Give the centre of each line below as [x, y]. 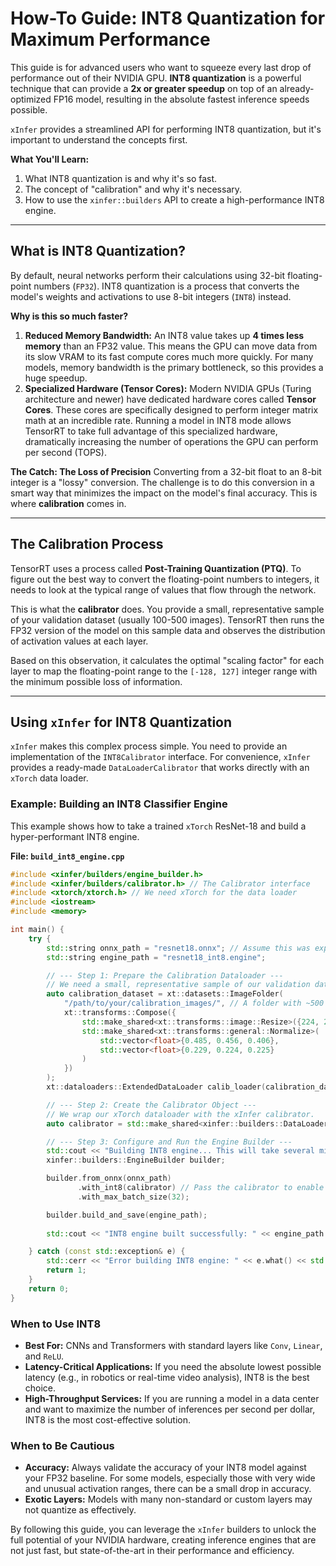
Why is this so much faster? [69, 316]
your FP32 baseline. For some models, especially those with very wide [170, 1478]
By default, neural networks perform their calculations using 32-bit [148, 275]
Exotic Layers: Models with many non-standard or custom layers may [168, 1499]
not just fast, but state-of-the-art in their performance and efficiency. [152, 1551]
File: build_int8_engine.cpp [67, 856]
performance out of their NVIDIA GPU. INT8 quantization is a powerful [156, 78]
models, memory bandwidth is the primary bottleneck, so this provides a [174, 367]
